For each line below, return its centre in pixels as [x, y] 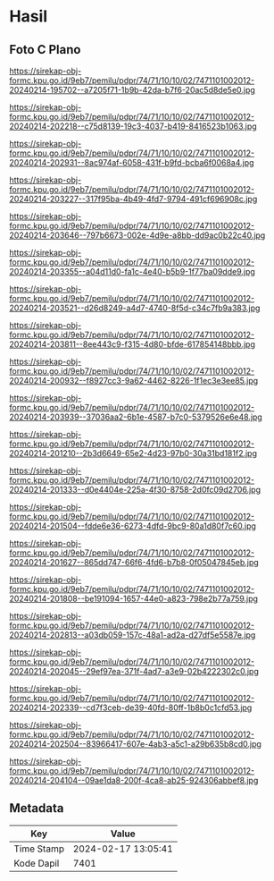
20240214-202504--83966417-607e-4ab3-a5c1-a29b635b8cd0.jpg [135, 744]
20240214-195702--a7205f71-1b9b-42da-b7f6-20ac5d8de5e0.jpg [133, 90]
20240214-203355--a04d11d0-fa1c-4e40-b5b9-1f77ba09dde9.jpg [133, 271]
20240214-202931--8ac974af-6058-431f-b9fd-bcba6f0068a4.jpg [132, 162]
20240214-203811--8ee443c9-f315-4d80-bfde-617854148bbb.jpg [133, 344]
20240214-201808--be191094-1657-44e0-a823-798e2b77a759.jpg [134, 598]
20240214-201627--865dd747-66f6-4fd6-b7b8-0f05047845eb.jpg [134, 562]
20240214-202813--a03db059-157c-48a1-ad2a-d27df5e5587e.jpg [133, 635]
